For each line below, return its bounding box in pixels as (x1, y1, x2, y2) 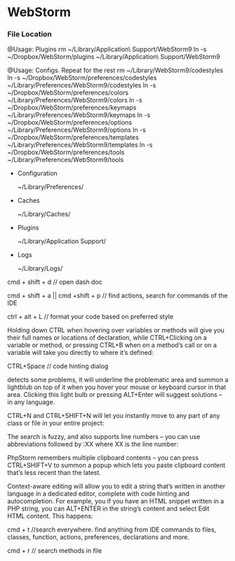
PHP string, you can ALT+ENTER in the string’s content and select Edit (7, 504, 210, 513)
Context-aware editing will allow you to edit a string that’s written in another (7, 482, 226, 491)
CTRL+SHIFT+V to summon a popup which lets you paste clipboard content (7, 461, 226, 470)
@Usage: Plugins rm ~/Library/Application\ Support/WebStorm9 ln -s (7, 45, 207, 53)
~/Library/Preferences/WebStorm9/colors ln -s (7, 96, 142, 104)
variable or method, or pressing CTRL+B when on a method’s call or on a (7, 341, 217, 349)
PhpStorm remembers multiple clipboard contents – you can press (7, 454, 199, 462)
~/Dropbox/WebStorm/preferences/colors (7, 88, 128, 97)
